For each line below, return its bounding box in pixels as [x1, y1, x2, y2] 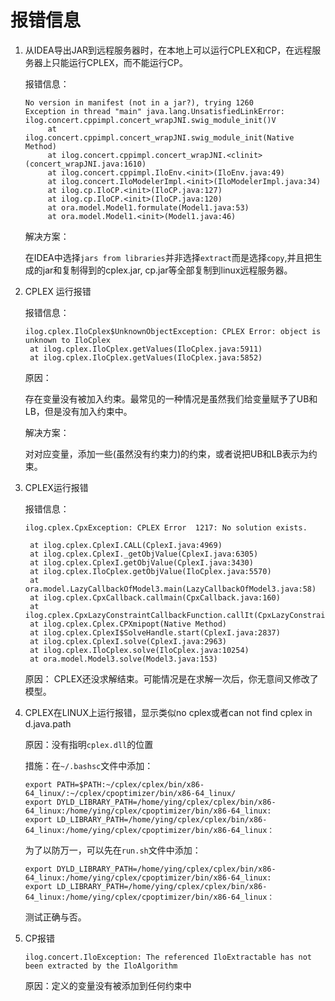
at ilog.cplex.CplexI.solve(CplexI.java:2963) [29, 636, 227, 646]
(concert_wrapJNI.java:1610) [24, 159, 147, 169]
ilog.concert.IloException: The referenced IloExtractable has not [24, 952, 312, 962]
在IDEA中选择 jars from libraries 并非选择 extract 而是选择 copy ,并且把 [24, 251, 314, 263]
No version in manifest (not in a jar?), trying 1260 [24, 97, 254, 108]
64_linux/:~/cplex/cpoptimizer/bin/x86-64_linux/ [24, 788, 237, 798]
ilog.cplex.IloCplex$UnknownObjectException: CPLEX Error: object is [24, 326, 322, 336]
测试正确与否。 [24, 911, 87, 923]
